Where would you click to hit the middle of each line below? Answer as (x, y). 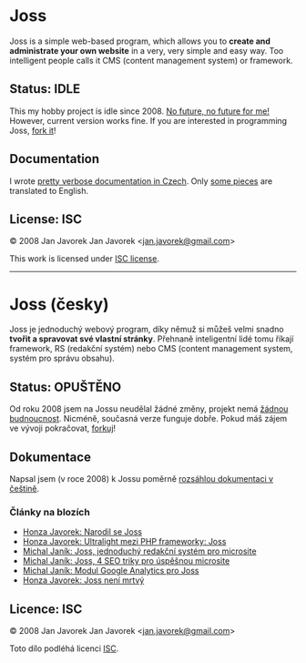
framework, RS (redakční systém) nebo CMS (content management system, (151, 349)
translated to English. (49, 190)
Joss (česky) (59, 304)
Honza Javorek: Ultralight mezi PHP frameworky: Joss (124, 542)
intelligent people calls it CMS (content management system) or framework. (151, 60)
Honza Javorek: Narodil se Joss (82, 532)
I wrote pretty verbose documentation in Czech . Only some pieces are (141, 181)
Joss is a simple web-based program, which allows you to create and (140, 41)
